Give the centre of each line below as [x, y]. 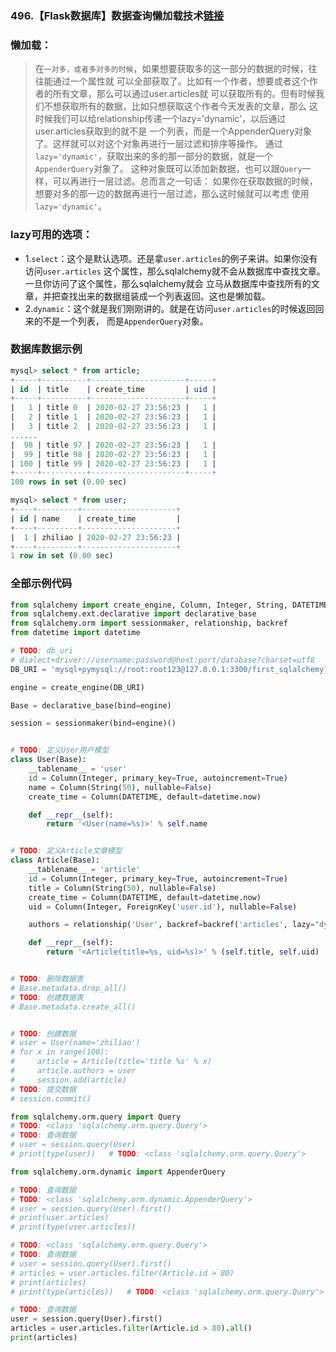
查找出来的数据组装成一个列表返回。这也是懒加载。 [165, 296]
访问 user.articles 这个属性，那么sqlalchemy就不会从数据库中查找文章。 [175, 271]
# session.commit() [51, 1098]
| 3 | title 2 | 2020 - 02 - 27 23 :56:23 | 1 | [113, 427]
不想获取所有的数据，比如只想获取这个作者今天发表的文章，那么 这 [180, 106]
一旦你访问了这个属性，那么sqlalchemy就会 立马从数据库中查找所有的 [168, 283]
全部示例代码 [41, 584]
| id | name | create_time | [96, 518]
